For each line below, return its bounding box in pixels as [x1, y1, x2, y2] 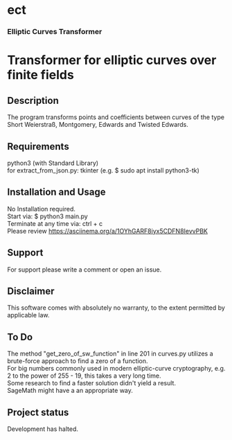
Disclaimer [7, 285, 55, 297]
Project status [7, 406, 69, 418]
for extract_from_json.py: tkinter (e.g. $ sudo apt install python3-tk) [7, 166, 199, 175]
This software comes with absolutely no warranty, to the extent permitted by [7, 303, 225, 312]
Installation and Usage [7, 186, 106, 198]
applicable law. [7, 311, 50, 319]
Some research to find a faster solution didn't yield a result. [7, 379, 177, 387]
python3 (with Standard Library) [7, 159, 99, 167]
